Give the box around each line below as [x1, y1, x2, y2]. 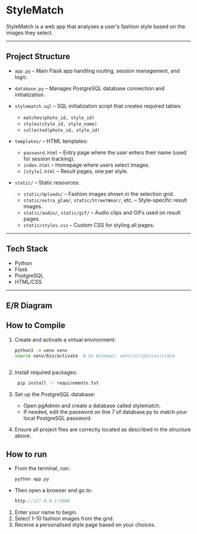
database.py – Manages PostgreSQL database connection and [14, 84, 165, 91]
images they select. [6, 29, 53, 36]
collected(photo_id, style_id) [23, 127, 100, 133]
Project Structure [6, 52, 70, 62]
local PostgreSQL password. [23, 414, 92, 422]
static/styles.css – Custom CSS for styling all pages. [23, 221, 155, 229]
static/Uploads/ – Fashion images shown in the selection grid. [23, 190, 175, 197]
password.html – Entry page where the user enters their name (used [23, 149, 186, 156]
